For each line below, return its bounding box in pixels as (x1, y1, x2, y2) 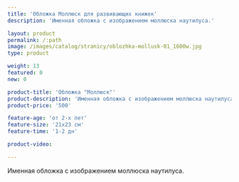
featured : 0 (7, 69, 43, 76)
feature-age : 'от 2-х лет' (7, 114, 87, 122)
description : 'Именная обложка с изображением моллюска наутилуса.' (7, 17, 215, 24)
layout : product (7, 30, 55, 37)
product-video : (7, 141, 53, 148)
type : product (7, 50, 50, 57)
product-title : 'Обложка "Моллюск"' (7, 88, 116, 96)
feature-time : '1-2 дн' (7, 128, 78, 135)
